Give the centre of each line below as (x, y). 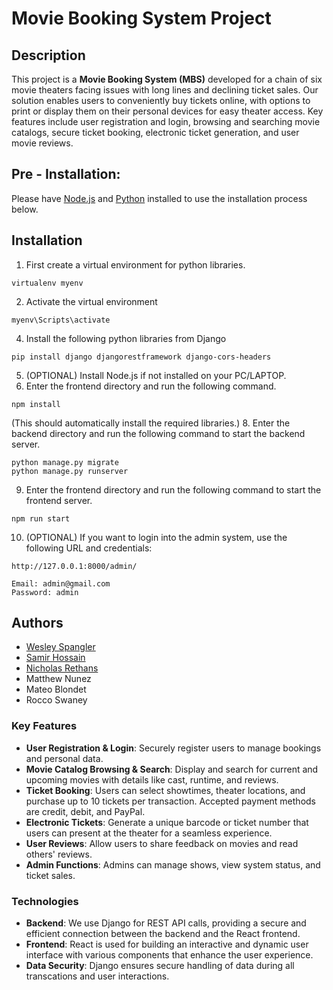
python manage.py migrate (65, 462)
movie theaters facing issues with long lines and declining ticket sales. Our (165, 90)
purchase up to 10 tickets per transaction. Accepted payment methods (170, 801)
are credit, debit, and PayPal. (85, 811)
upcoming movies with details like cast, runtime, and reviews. (152, 779)
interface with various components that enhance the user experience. (169, 955)
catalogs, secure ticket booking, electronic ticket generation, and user (155, 132)
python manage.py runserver (70, 471)
